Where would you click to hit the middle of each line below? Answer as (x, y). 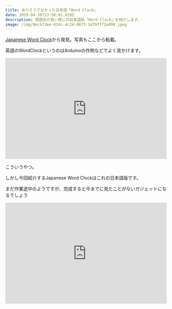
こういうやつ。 (21, 167)
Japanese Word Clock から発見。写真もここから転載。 (62, 40)
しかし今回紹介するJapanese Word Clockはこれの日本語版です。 (73, 178)
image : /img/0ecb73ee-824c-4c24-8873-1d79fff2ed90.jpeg (66, 24)
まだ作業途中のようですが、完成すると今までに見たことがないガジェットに (84, 189)
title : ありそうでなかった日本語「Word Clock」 (52, 10)
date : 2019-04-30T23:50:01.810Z (40, 15)
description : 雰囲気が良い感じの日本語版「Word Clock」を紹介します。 (73, 20)
